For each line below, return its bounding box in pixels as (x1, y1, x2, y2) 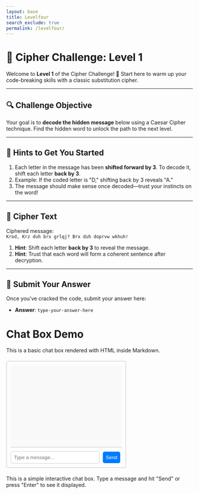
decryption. (14, 256, 43, 264)
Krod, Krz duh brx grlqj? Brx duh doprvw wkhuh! (6, 234, 129, 240)
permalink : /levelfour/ (6, 25, 65, 31)
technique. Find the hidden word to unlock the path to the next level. (6, 125, 173, 132)
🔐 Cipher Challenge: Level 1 (6, 51, 143, 64)
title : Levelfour (6, 14, 49, 20)
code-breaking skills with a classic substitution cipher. (6, 77, 139, 84)
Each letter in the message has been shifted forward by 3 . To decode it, (14, 164, 191, 171)
